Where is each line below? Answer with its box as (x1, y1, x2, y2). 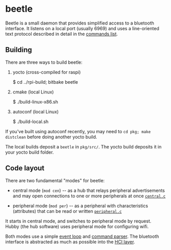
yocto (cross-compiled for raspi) (12, 69, 81, 75)
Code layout (5, 164, 45, 172)
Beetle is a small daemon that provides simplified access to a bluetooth (5, 20, 154, 26)
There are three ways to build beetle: (5, 59, 83, 65)
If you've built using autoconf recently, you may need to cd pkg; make (5, 128, 151, 134)
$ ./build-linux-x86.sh (12, 98, 59, 105)
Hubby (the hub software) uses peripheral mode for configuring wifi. (5, 223, 149, 230)
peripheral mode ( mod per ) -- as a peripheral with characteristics (12, 203, 149, 209)
